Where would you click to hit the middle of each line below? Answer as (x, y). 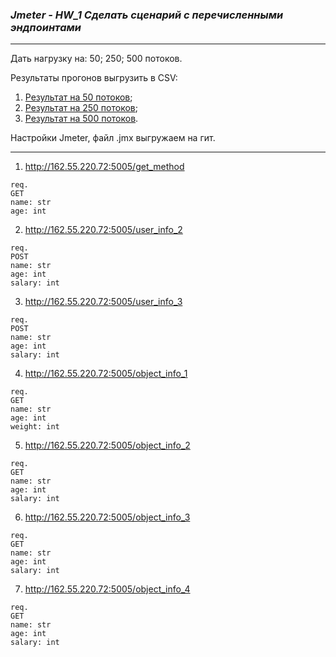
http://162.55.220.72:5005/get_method (104, 167)
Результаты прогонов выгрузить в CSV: (94, 78)
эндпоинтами (46, 27)
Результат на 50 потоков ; (78, 97)
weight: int (35, 427)
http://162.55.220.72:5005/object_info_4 (107, 589)
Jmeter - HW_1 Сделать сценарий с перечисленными (147, 15)
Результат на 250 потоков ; (81, 108)
